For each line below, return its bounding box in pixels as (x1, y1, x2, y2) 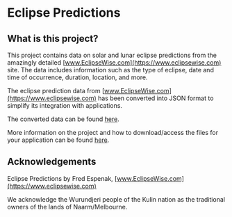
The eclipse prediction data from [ (7, 87, 105, 95)
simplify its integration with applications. (7, 102, 123, 109)
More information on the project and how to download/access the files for (7, 129, 219, 136)
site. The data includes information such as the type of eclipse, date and (7, 66, 214, 74)
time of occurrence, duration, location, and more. (7, 73, 148, 81)
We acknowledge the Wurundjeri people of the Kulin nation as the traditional (7, 195, 226, 203)
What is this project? (7, 33, 99, 45)
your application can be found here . (7, 136, 110, 144)
